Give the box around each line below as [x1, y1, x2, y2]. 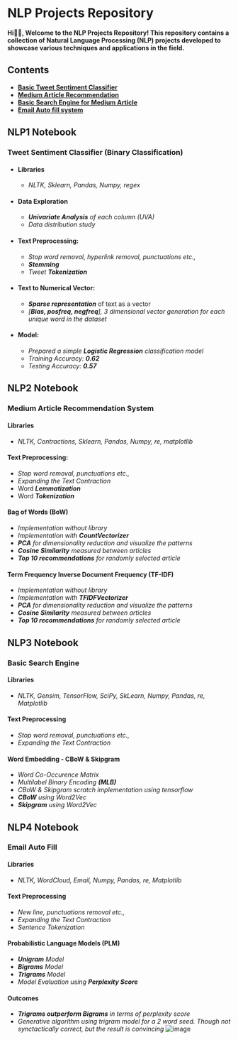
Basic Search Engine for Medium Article [17, 98, 138, 106]
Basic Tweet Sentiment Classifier [17, 83, 118, 92]
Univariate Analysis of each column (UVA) [28, 213, 155, 221]
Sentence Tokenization [17, 923, 85, 931]
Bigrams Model [17, 963, 64, 971]
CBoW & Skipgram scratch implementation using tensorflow [17, 786, 193, 794]
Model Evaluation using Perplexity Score [17, 978, 138, 986]
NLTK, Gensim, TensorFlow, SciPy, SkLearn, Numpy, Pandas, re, [17, 691, 205, 700]
